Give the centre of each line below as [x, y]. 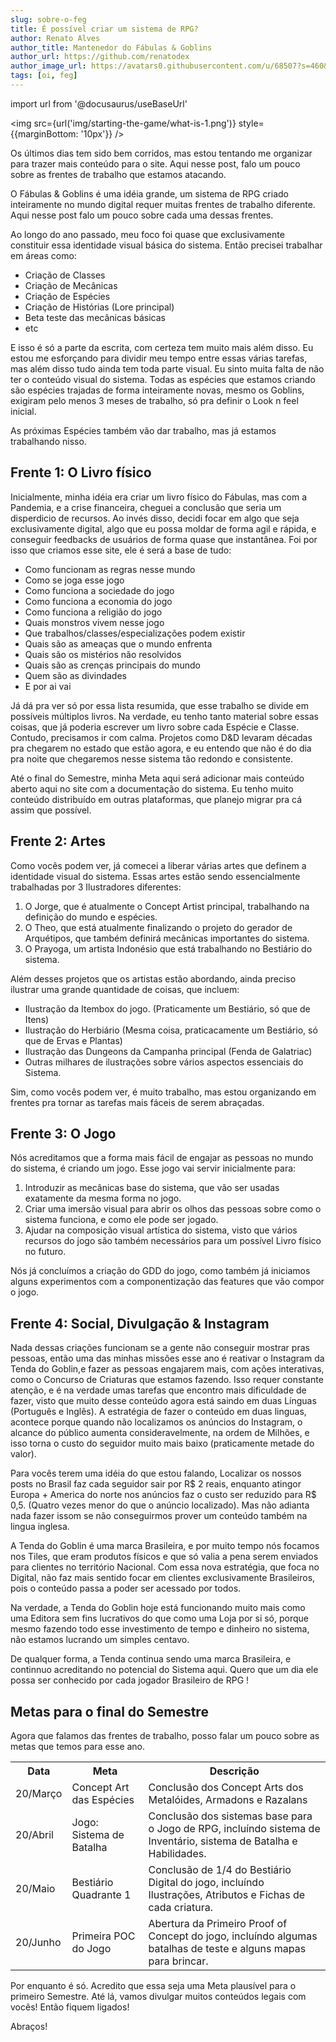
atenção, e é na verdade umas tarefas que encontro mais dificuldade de [158, 1390]
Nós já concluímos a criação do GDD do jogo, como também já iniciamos [160, 1271]
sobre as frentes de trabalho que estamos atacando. [118, 174]
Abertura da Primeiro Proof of [218, 1923]
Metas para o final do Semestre [109, 1711]
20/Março [39, 1793]
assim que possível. [51, 810]
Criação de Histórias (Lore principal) [99, 307]
